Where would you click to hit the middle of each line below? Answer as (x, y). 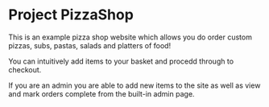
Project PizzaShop (71, 15)
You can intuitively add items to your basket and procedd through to (121, 61)
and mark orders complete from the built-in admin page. (101, 93)
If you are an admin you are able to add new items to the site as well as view (134, 85)
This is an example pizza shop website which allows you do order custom (130, 37)
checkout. (25, 69)
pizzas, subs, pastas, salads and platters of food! (90, 45)
